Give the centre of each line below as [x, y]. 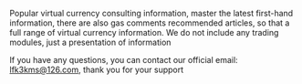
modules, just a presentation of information [90, 42]
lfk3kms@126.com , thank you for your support [97, 69]
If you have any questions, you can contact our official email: [124, 60]
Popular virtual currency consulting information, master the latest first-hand [151, 13]
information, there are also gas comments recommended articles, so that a [150, 23]
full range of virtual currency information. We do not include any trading [144, 32]
